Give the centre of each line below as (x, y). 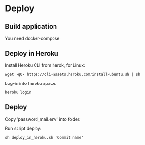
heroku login (18, 92)
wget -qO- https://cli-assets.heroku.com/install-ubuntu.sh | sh (72, 74)
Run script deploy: (23, 128)
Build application (31, 27)
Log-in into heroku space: (31, 83)
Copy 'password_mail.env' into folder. (43, 119)
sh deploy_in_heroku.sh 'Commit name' (44, 137)
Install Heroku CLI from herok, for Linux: (45, 65)
